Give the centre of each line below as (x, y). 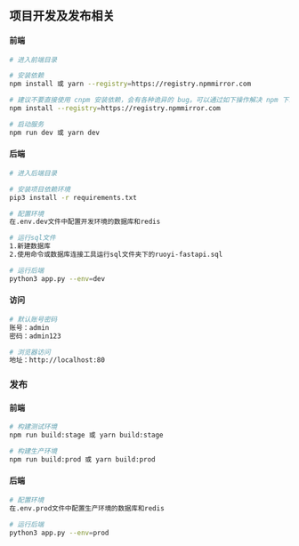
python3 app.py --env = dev (57, 278)
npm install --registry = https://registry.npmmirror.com (115, 108)
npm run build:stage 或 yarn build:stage (86, 435)
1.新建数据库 (30, 246)
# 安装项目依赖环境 (40, 189)
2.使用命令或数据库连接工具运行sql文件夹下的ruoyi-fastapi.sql (116, 255)
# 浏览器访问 (30, 352)
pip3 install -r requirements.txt (73, 197)
